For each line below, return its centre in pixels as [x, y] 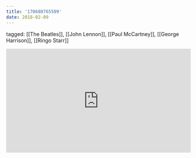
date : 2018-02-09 [27, 17]
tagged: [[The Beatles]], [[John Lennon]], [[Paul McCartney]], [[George [93, 34]
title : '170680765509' [34, 12]
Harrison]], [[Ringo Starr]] [37, 40]
